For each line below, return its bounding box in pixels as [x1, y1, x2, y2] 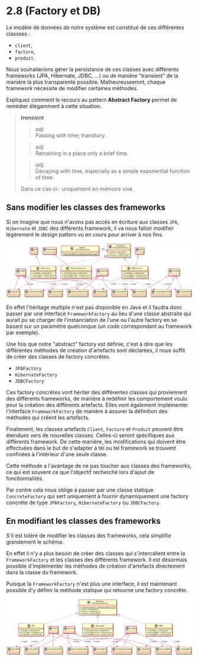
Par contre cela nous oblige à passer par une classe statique [6, 486, 154, 494]
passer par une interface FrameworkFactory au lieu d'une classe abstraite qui [6, 310, 191, 317]
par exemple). [6, 328, 40, 336]
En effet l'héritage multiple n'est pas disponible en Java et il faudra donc [6, 303, 183, 311]
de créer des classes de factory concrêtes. [6, 353, 111, 360]
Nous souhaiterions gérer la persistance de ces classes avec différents [6, 65, 179, 72]
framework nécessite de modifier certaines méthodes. [6, 84, 138, 91]
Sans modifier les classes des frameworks [6, 203, 165, 213]
